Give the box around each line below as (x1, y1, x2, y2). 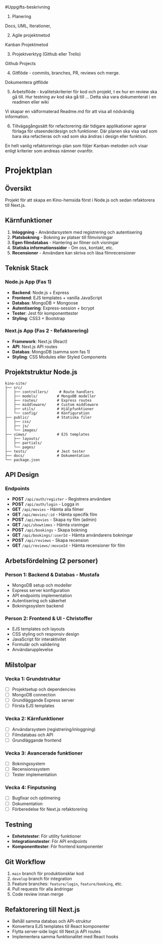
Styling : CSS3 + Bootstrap (12, 315, 65, 321)
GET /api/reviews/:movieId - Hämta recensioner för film (12, 542, 125, 548)
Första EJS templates (12, 703, 55, 708)
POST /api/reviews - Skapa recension (12, 538, 89, 543)
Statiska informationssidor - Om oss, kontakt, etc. (12, 245, 114, 251)
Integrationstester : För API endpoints (12, 839, 88, 844)
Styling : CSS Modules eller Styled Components (12, 354, 107, 360)
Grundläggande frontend (12, 737, 62, 743)
